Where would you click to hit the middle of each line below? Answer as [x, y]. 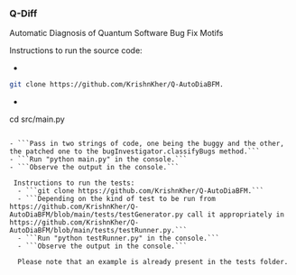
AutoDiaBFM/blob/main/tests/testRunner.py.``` [98, 231]
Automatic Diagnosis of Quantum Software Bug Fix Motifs [116, 33]
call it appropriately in [235, 215]
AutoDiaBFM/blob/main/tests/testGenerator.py [96, 215]
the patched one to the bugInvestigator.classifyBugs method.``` [134, 151]
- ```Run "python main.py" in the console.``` [98, 160]
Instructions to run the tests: [74, 183]
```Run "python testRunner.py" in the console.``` [123, 238]
